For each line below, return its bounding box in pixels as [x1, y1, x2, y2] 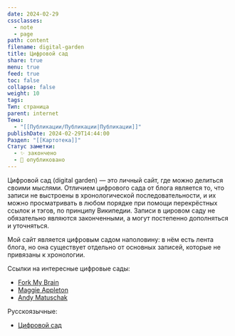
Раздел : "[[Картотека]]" [7, 136, 81, 143]
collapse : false [7, 83, 56, 91]
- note [14, 24, 33, 31]
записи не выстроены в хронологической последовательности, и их [7, 190, 216, 200]
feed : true [7, 70, 40, 77]
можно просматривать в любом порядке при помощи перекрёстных [7, 198, 218, 207]
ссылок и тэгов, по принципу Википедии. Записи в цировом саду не [7, 206, 216, 215]
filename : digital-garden [7, 44, 84, 51]
